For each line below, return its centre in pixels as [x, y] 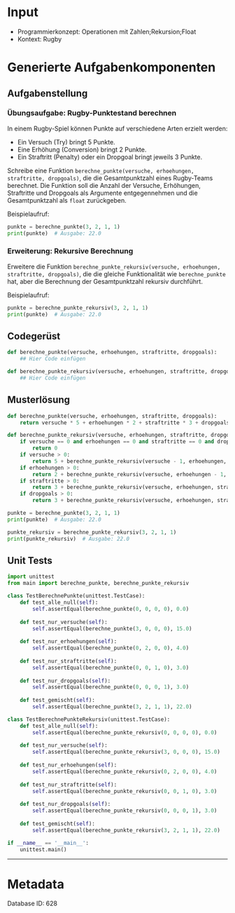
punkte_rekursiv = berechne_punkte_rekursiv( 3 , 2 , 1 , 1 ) [92, 532]
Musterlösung [39, 400]
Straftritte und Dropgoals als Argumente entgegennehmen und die [102, 193]
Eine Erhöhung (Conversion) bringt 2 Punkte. [82, 149]
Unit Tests [30, 561]
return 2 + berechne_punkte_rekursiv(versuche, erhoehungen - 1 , [130, 474]
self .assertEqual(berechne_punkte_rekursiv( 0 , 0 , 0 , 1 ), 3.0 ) [125, 811]
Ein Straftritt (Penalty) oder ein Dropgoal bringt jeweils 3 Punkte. [110, 157]
